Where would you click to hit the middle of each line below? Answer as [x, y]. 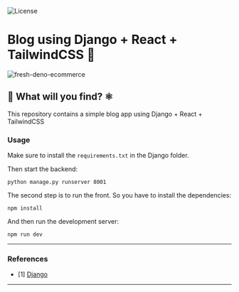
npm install [25, 209]
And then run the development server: [63, 222]
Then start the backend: [43, 169]
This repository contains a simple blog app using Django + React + [105, 114]
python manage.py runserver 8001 [57, 182]
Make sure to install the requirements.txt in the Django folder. [99, 156]
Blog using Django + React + [92, 40]
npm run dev [25, 234]
